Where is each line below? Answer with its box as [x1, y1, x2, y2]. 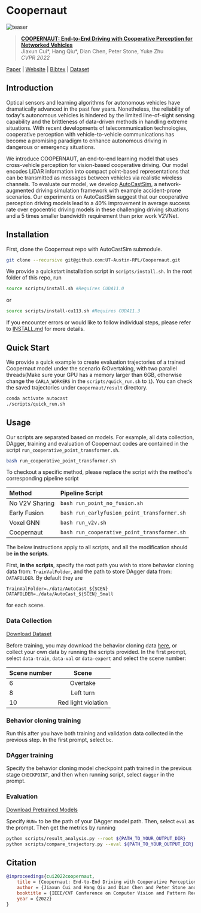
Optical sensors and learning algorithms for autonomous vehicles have [6, 99, 181, 106]
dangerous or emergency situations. [6, 143, 96, 150]
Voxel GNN [9, 519, 40, 527]
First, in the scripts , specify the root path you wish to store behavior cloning [6, 562, 194, 569]
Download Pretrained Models [6, 806, 78, 813]
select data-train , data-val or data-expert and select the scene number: [6, 655, 187, 662]
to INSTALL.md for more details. [6, 325, 85, 333]
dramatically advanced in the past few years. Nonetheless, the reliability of [6, 105, 190, 112]
